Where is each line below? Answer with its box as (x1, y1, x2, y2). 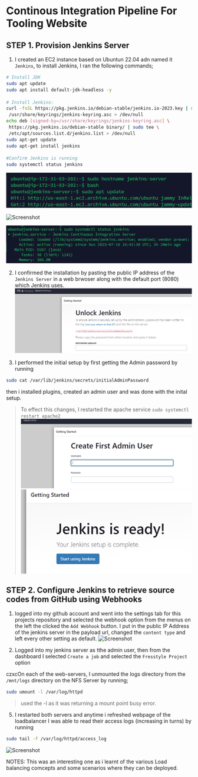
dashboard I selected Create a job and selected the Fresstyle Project (14, 653, 187, 660)
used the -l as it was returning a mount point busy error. (20, 700, 156, 707)
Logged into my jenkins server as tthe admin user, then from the (14, 646, 171, 654)
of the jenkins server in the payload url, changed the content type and (14, 629, 186, 636)
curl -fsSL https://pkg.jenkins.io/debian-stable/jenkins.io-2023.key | (6, 105, 189, 112)
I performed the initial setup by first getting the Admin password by (14, 359, 178, 366)
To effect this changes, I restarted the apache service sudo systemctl (20, 406, 190, 413)
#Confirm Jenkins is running (6, 156, 78, 161)
